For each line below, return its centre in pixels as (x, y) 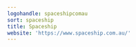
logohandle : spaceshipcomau (48, 13)
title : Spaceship (32, 26)
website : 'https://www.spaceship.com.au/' (69, 33)
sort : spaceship (30, 20)
